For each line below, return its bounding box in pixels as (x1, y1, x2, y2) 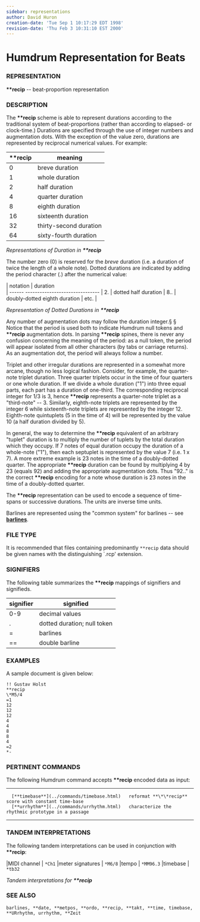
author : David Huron (6, 14, 58, 20)
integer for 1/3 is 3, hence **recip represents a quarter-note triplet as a (6, 393, 181, 400)
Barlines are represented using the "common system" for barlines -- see (6, 510, 184, 517)
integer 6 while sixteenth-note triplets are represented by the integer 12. (6, 405, 183, 412)
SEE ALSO (6, 891, 36, 899)
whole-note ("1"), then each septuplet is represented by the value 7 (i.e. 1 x (6, 449, 190, 456)
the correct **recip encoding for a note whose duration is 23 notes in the (6, 474, 186, 481)
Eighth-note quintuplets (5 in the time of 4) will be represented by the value (6, 412, 190, 419)
